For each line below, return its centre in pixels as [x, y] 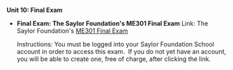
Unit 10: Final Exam [35, 10]
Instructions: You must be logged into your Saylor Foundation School [115, 44]
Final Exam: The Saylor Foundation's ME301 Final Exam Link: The [112, 23]
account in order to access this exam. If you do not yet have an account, [121, 52]
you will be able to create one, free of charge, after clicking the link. [114, 59]
